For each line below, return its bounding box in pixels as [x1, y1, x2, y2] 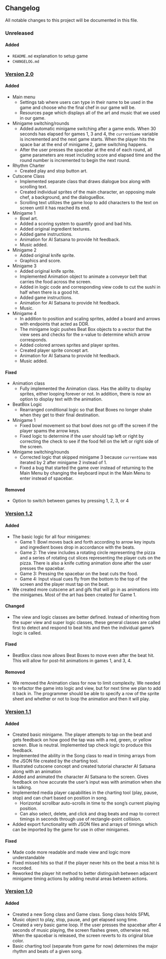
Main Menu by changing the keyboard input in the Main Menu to [19, 470, 151, 476]
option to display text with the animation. [19, 396, 103, 402]
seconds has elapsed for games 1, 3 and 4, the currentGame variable [19, 131, 159, 137]
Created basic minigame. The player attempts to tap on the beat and [12, 731, 152, 737]
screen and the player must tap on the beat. [19, 581, 110, 587]
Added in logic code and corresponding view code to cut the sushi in [19, 284, 161, 290]
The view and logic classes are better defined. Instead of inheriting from [12, 614, 160, 620]
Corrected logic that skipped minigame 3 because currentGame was [19, 454, 157, 460]
